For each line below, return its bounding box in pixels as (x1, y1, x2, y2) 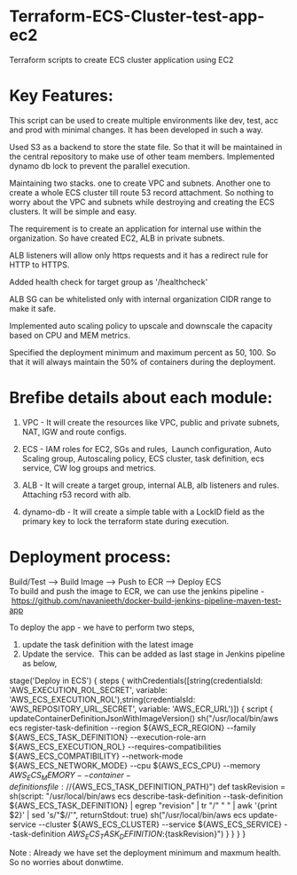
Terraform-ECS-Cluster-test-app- (9, 6, 265, 27)
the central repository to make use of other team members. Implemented (9, 151, 275, 162)
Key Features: (9, 86, 113, 106)
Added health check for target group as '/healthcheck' (9, 276, 208, 287)
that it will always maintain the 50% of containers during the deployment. (9, 356, 277, 367)
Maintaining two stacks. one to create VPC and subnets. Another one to (9, 178, 271, 188)
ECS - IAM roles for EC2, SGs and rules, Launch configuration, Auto (21, 443, 272, 454)
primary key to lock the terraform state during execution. (21, 515, 230, 526)
